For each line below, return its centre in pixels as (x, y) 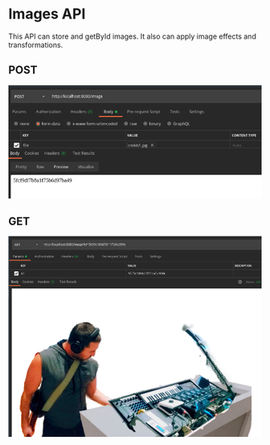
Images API (47, 14)
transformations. (36, 44)
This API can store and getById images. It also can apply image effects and (133, 36)
